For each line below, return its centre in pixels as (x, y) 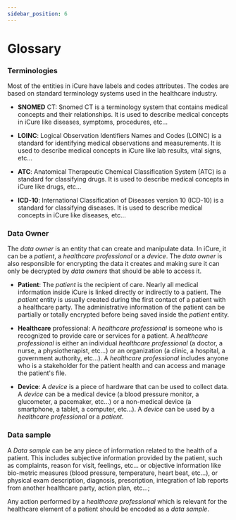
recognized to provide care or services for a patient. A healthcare (113, 336)
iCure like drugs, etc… (49, 186)
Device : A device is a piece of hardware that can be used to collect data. (123, 387)
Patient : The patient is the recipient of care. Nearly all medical (108, 285)
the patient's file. (42, 373)
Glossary (35, 48)
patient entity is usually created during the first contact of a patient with (122, 300)
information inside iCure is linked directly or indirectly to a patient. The (119, 292)
